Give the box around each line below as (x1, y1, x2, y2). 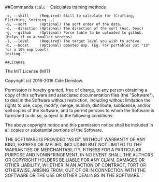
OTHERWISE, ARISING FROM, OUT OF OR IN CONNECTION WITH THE (5, 168, 146, 173)
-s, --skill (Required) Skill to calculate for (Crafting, (5, 14, 135, 18)
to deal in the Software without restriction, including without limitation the (5, 98, 151, 103)
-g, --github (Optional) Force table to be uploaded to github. (5, 30, 144, 35)
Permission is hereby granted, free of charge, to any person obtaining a (5, 87, 147, 93)
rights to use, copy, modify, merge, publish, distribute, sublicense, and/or (5, 102, 151, 108)
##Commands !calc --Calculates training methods (5, 4, 106, 10)
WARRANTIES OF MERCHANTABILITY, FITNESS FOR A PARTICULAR (5, 147, 142, 153)
